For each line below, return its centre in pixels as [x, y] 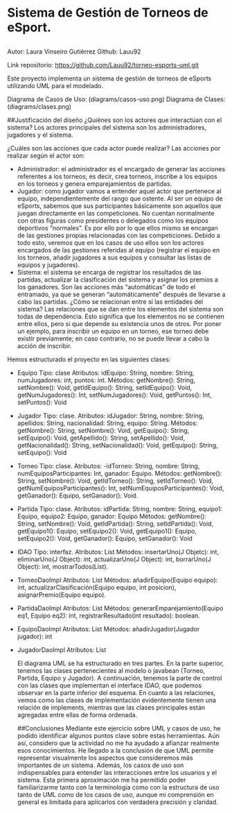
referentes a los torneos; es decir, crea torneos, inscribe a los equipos [117, 176]
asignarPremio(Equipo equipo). [61, 594]
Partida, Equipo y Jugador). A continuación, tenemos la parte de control [120, 678]
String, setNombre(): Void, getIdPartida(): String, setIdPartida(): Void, [115, 523]
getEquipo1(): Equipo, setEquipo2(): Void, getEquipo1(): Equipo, [107, 531]
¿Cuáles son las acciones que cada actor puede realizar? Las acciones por [114, 148]
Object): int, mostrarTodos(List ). [63, 566]
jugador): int [35, 636]
